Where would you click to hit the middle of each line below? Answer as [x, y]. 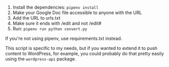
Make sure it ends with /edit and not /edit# [57, 23]
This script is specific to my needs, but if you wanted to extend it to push [81, 48]
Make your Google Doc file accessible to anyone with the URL [77, 13]
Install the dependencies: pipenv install [56, 7]
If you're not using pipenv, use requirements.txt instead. [64, 38]
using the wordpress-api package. [41, 59]
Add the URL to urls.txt [37, 18]
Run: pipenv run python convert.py [50, 29]
